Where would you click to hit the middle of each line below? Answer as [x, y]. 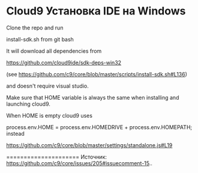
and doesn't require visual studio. [47, 86]
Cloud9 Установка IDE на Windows [96, 11]
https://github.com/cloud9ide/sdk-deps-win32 [64, 62]
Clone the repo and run [35, 28]
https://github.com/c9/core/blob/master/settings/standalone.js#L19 [89, 145]
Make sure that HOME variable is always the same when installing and [93, 97]
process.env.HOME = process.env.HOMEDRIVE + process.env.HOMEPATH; [99, 127]
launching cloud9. [28, 104]
